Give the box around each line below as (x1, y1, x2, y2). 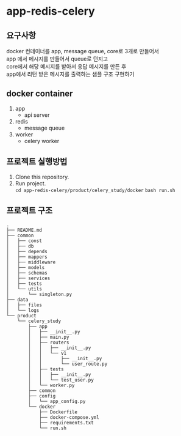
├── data (6, 297, 29, 303)
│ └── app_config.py (28, 399, 86, 405)
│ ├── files (6, 302, 43, 308)
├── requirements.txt (38, 420, 94, 426)
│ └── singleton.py (6, 292, 72, 298)
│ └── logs (6, 308, 40, 314)
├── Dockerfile (38, 409, 78, 415)
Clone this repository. (15, 173, 69, 180)
